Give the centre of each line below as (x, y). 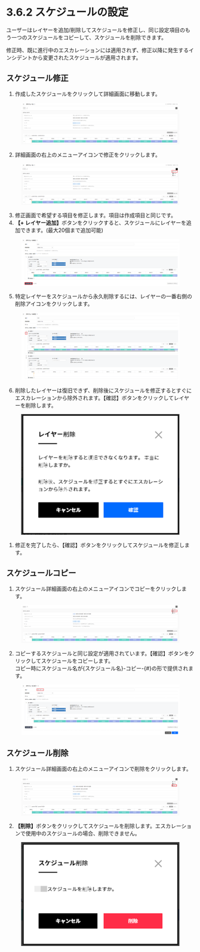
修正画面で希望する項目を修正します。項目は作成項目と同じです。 (95, 215)
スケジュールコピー (41, 573)
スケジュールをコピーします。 (77, 661)
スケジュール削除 (37, 753)
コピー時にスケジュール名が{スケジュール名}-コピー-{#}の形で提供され (101, 668)
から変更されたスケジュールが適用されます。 (87, 57)
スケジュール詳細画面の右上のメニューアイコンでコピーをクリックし (98, 589)
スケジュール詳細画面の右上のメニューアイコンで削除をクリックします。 (103, 769)
